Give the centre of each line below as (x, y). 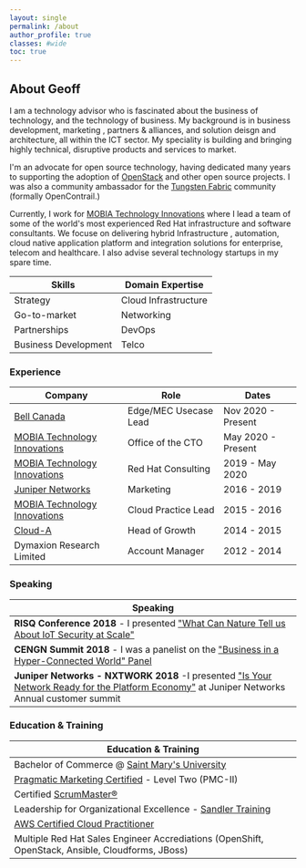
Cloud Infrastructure (164, 300)
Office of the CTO (165, 443)
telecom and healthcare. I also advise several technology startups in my (144, 253)
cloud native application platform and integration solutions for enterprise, (147, 243)
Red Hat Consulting (169, 469)
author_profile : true (51, 35)
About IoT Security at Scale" (74, 635)
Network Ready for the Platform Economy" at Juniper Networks (150, 687)
